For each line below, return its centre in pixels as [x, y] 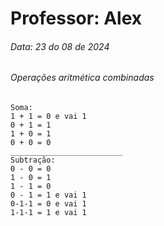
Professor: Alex [76, 18]
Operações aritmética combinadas [82, 78]
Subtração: [33, 160]
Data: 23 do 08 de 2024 [60, 46]
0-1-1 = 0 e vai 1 [48, 204]
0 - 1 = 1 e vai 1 [48, 195]
